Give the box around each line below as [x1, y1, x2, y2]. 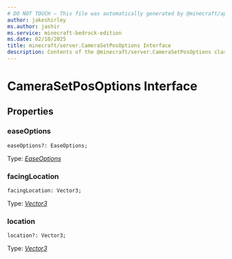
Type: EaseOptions [7, 154, 61, 162]
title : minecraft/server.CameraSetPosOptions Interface [7, 42, 171, 49]
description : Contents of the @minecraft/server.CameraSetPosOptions [7, 49, 212, 56]
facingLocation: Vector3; [7, 187, 81, 194]
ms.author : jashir [7, 23, 60, 30]
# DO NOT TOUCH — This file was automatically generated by [7, 10, 184, 17]
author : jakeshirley [7, 17, 67, 23]
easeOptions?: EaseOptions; [7, 142, 88, 149]
